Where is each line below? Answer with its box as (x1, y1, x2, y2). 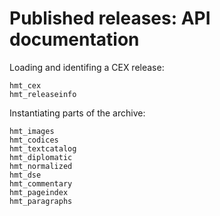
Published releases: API (9, 7, 211, 30)
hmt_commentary (9, 178, 73, 189)
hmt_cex (9, 80, 42, 91)
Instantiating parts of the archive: (9, 107, 146, 119)
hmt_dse (9, 170, 42, 180)
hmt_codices (9, 135, 59, 145)
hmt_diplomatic (9, 152, 73, 162)
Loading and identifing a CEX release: (9, 61, 165, 73)
